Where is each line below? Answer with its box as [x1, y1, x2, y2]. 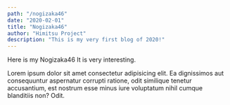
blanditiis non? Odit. [7, 92, 65, 100]
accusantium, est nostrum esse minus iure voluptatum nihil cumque [7, 84, 203, 92]
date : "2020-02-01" [7, 17, 65, 24]
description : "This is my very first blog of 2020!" [7, 36, 165, 43]
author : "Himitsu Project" [7, 29, 87, 37]
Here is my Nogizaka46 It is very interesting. [7, 55, 136, 64]
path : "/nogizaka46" [7, 10, 68, 17]
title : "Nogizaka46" [7, 23, 68, 30]
